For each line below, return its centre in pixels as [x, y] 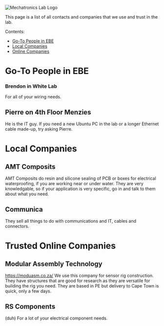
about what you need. [27, 194]
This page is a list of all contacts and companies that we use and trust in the [82, 17]
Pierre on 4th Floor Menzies [48, 112]
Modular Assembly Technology [54, 264]
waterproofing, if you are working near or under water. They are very [74, 184]
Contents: [15, 31]
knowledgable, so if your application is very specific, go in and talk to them [80, 189]
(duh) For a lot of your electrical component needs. [56, 318]
